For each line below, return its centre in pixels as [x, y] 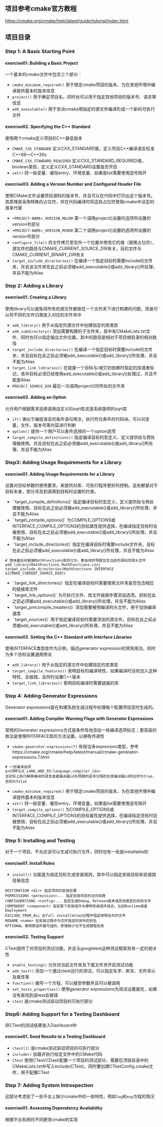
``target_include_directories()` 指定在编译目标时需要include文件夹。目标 [83, 544]
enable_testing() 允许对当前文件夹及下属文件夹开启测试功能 [73, 965]
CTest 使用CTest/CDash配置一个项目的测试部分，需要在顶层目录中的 [80, 1060]
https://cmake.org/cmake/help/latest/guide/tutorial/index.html [67, 20]
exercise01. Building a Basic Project [42, 63]
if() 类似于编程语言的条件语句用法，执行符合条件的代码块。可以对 [79, 419]
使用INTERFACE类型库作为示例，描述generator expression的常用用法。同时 [81, 648]
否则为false [16, 781]
